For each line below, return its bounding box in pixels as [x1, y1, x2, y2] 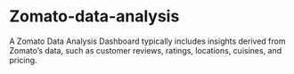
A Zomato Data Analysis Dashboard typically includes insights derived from [9, 36, 286, 46]
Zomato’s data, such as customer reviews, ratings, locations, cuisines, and [9, 45, 282, 55]
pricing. [9, 54, 37, 65]
